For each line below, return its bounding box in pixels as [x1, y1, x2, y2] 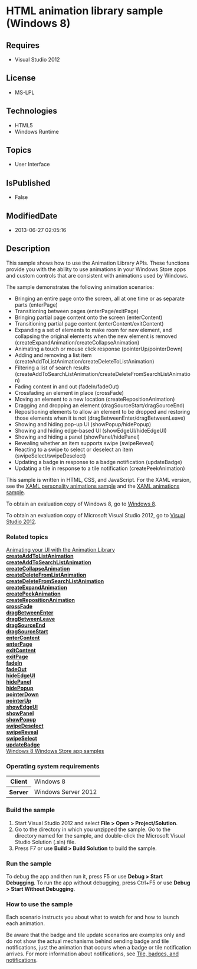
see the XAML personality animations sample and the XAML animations [6, 482, 180, 490]
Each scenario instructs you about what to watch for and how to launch [6, 913, 179, 921]
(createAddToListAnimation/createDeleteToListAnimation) [14, 358, 155, 365]
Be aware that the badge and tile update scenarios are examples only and [6, 931, 185, 939]
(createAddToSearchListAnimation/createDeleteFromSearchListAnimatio [14, 370, 191, 377]
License [6, 73, 36, 83]
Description [6, 244, 50, 254]
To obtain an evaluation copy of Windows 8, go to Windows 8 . [6, 500, 157, 507]
